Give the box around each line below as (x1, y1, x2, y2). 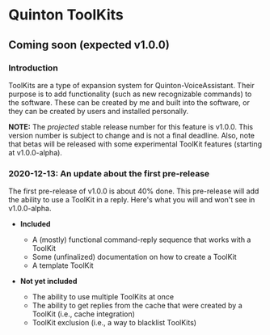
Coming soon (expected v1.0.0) (8, 38, 170, 52)
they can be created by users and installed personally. (8, 106, 188, 116)
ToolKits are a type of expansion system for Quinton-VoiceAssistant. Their (8, 80, 255, 90)
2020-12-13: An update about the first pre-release (8, 167, 210, 179)
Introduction (8, 62, 58, 74)
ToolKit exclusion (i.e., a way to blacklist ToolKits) (32, 318, 196, 328)
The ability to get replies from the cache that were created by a (32, 301, 243, 311)
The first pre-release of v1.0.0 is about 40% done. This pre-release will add (8, 186, 259, 196)
